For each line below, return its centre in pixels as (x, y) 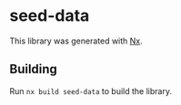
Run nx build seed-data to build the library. (91, 91)
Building (33, 69)
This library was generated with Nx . (76, 41)
